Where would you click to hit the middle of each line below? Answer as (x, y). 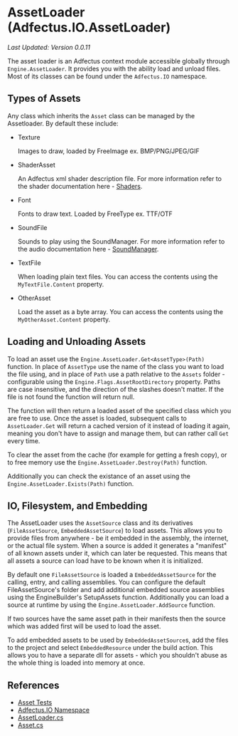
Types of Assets (44, 99)
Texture (29, 137)
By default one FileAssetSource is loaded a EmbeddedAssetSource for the (112, 575)
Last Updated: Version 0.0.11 (49, 47)
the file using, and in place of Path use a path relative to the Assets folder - (116, 374)
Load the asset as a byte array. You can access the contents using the (120, 311)
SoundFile (32, 227)
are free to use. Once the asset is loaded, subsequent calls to (97, 418)
